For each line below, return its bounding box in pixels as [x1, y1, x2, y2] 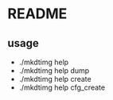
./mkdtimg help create [18, 75, 92, 83]
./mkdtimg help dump [18, 66, 90, 75]
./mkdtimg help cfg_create [18, 83, 105, 92]
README [7, 5, 68, 23]
